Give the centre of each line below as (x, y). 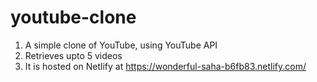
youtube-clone (73, 17)
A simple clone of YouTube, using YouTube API (121, 45)
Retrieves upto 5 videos (73, 55)
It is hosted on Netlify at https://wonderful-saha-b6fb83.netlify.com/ (165, 66)
